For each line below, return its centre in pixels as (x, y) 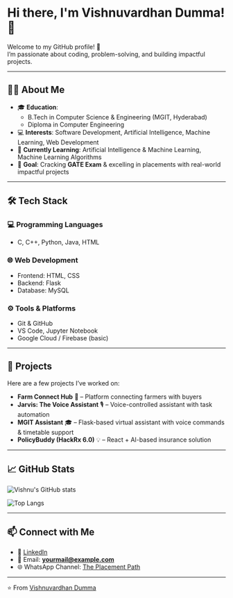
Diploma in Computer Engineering (76, 124)
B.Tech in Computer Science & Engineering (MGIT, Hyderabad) (118, 117)
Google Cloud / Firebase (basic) (63, 338)
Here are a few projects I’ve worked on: (63, 383)
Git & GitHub (35, 324)
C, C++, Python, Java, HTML (58, 242)
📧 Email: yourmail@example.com (66, 560)
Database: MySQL (43, 290)
